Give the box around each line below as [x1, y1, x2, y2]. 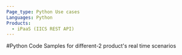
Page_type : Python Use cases [6, 8, 80, 15]
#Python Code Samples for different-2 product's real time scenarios [6, 42, 177, 50]
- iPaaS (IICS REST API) [12, 25, 75, 32]
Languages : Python [6, 15, 53, 21]
